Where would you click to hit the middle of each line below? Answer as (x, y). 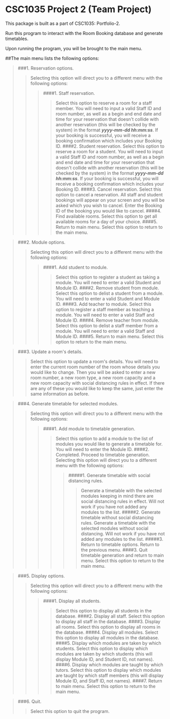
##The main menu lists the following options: (52, 58)
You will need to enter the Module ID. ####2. (103, 449)
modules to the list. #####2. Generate (121, 512)
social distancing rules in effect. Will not (123, 501)
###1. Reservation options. (46, 68)
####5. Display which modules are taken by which (108, 643)
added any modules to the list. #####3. (122, 539)
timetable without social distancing (117, 517)
